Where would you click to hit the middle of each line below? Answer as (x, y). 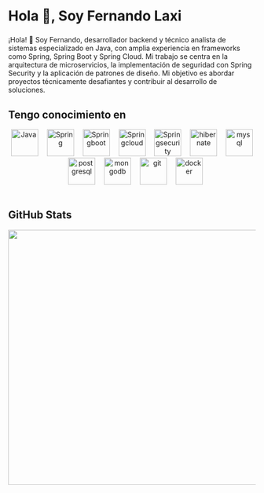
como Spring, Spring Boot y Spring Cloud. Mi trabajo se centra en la (118, 57)
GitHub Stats (40, 215)
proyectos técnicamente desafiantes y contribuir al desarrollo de (113, 82)
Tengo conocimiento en (67, 114)
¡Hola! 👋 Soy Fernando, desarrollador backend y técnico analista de (117, 40)
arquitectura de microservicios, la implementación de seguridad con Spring (130, 65)
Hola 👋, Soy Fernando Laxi (95, 16)
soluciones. (27, 90)
